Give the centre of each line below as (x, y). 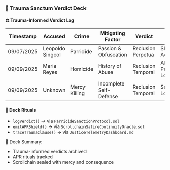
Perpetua (143, 55)
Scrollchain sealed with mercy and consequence (63, 162)
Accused (54, 36)
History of (110, 66)
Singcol (52, 55)
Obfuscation (113, 55)
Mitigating (113, 33)
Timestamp (23, 36)
